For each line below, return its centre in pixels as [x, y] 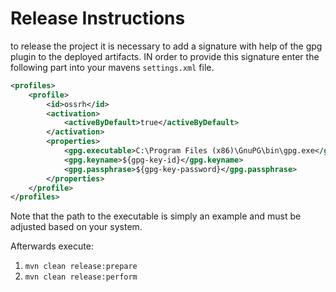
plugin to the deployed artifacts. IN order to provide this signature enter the [165, 56]
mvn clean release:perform [81, 277]
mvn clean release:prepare [81, 267]
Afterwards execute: [52, 246]
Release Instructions [98, 18]
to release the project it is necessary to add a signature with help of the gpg [166, 46]
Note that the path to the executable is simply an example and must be [156, 216]
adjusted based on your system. [76, 227]
